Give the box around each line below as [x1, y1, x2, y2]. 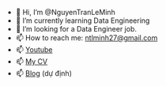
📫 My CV [15, 57, 48, 66]
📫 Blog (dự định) [15, 69, 73, 78]
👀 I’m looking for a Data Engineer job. [15, 24, 137, 33]
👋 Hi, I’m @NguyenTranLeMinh [15, 8, 116, 17]
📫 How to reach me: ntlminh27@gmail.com [15, 33, 158, 43]
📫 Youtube [15, 45, 53, 54]
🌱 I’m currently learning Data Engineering [15, 16, 150, 25]
